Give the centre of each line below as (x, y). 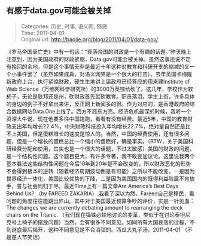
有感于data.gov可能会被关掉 (59, 11)
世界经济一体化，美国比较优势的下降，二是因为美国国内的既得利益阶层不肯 (98, 179)
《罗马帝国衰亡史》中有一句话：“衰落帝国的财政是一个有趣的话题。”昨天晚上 (99, 51)
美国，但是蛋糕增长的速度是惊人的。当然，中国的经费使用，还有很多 (100, 134)
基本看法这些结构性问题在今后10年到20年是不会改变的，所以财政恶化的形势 (99, 164)
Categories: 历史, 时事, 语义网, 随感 (64, 26)
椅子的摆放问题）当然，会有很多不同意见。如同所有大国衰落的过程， (106, 222)
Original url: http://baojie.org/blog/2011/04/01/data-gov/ (89, 39)
